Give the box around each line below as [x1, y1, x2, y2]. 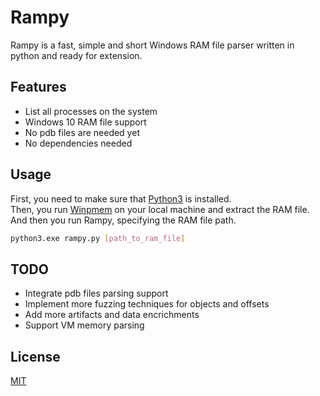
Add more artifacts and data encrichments [24, 309, 200, 321]
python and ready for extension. [10, 49, 143, 61]
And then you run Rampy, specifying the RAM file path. [10, 214, 237, 226]
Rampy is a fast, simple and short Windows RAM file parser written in [10, 39, 295, 51]
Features [10, 79, 67, 96]
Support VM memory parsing [24, 319, 145, 331]
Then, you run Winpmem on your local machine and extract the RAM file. [10, 203, 310, 215]
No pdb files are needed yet [24, 126, 140, 138]
